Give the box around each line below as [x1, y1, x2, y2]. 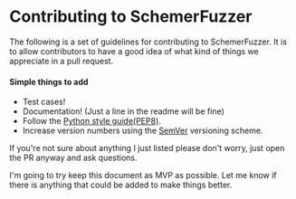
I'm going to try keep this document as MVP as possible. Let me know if [9, 170, 278, 181]
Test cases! [22, 97, 66, 108]
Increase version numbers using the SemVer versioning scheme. [22, 125, 263, 137]
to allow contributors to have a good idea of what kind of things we [9, 45, 260, 56]
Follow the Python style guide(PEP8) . [22, 116, 161, 127]
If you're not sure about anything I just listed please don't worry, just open [9, 143, 285, 154]
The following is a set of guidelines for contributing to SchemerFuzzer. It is [9, 36, 288, 47]
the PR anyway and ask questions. [9, 152, 138, 164]
